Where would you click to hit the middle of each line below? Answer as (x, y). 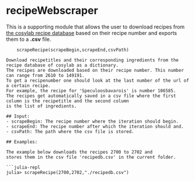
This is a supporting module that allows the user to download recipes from (95, 27)
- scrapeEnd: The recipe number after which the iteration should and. (95, 126)
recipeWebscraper (52, 11)
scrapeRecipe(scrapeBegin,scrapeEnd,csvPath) (73, 50)
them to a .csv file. (29, 39)
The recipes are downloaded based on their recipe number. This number (95, 70)
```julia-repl (23, 167)
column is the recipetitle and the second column (68, 101)
